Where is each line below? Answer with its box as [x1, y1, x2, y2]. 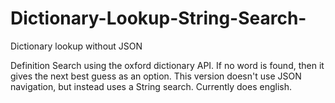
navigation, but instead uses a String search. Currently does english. [10, 80, 292, 92]
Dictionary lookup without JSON [10, 40, 143, 52]
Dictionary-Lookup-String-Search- [10, 7, 307, 30]
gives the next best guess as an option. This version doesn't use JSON [10, 70, 302, 82]
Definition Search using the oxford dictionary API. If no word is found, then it [10, 59, 325, 71]
